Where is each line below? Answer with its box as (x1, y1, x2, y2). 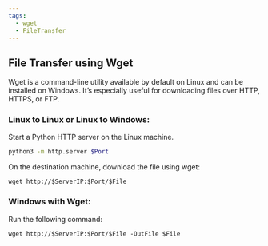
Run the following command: (8, 214, 102, 224)
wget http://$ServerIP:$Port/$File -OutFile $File (8, 229, 181, 238)
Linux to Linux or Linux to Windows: (8, 114, 150, 125)
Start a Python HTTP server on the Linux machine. (8, 133, 174, 142)
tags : (8, 11, 26, 20)
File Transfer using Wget (8, 56, 134, 69)
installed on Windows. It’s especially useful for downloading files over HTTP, (8, 85, 260, 96)
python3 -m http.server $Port (8, 148, 110, 156)
